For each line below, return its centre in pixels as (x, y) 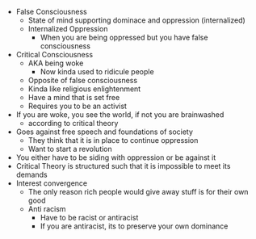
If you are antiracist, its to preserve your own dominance (134, 226)
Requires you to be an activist (78, 106)
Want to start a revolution (70, 149)
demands (31, 174)
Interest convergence (51, 183)
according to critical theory (73, 123)
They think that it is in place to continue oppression (113, 140)
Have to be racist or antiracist (89, 218)
